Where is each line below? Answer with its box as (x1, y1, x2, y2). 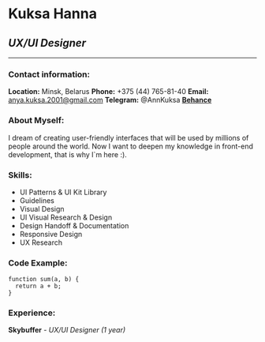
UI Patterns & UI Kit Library (19, 187, 107, 197)
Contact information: (8, 69, 91, 80)
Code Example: (8, 257, 68, 269)
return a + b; (15, 282, 62, 291)
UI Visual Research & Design (19, 212, 113, 222)
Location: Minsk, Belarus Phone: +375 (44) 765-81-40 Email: (8, 87, 209, 96)
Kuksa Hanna (8, 5, 97, 23)
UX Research (19, 238, 63, 247)
